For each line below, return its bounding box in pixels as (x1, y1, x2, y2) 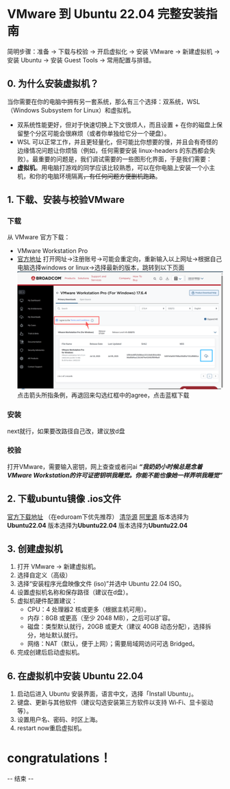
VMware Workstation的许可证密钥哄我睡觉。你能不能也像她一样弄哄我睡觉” (7, 471, 223, 479)
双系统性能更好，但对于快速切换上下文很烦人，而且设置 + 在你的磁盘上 (16, 121, 217, 129)
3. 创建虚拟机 (7, 543, 63, 555)
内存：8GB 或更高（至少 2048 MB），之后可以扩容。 (27, 614, 175, 622)
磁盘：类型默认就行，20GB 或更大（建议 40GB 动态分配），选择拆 (27, 622, 212, 631)
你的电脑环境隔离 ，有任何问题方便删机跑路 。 (35, 172, 162, 180)
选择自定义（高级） (16, 571, 72, 579)
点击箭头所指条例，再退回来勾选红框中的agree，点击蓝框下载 (16, 391, 190, 400)
